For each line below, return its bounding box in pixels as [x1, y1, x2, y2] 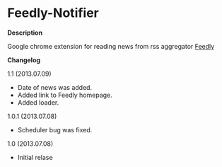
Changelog [7, 55, 41, 64]
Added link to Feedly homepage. [17, 91, 113, 99]
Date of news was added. [17, 83, 93, 91]
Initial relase [17, 153, 53, 161]
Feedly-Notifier [7, 5, 99, 21]
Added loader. [17, 98, 59, 107]
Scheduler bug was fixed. [17, 125, 93, 134]
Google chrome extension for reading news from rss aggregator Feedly [7, 42, 215, 50]
